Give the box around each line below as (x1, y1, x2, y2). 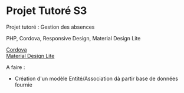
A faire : (6, 63, 25, 71)
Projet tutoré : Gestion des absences (6, 23, 95, 30)
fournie (14, 81, 32, 88)
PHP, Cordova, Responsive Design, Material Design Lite (6, 35, 141, 42)
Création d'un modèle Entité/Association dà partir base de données (14, 75, 179, 82)
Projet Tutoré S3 (6, 4, 87, 18)
